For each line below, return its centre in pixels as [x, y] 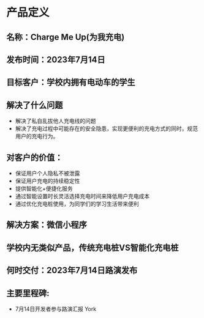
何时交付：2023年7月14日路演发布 [72, 271]
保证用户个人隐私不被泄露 [47, 173]
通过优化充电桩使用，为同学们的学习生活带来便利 [77, 204]
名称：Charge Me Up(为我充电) [66, 37]
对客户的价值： [35, 157]
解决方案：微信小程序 [47, 225]
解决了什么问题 [35, 105]
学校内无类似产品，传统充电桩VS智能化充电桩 [93, 247]
